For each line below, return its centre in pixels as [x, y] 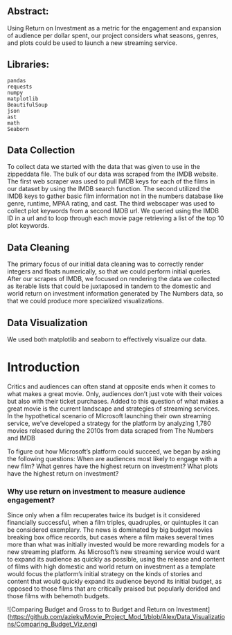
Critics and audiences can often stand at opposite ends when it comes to [111, 386]
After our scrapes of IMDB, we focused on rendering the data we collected [114, 279]
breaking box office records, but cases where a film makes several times [111, 537]
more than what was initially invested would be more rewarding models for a [116, 545]
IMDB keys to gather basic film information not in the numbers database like [115, 196]
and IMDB [21, 438]
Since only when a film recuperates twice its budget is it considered [104, 515]
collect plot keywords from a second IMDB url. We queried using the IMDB [113, 211]
